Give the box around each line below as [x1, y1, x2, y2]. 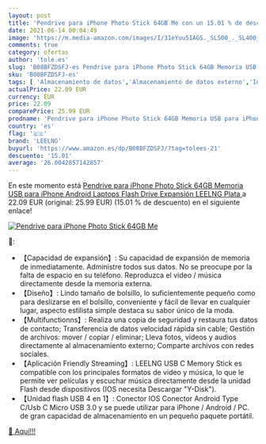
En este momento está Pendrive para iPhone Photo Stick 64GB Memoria [8, 181, 244, 190]
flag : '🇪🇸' [8, 129, 47, 137]
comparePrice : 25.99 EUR [8, 108, 90, 116]
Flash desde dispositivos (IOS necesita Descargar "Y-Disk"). [19, 385, 217, 394]
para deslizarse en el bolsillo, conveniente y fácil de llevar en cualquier [19, 297, 251, 307]
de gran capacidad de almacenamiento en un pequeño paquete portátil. [19, 411, 255, 421]
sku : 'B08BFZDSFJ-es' [8, 71, 80, 78]
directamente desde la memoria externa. [19, 279, 153, 289]
